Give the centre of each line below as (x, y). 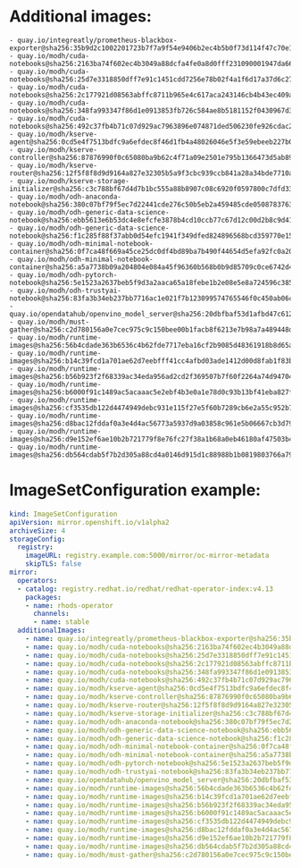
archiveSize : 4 (37, 531)
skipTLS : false (54, 564)
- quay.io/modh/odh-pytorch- (63, 274)
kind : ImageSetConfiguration (63, 514)
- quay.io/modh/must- (50, 322)
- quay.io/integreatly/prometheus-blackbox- (93, 40)
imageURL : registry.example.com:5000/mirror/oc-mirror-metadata (147, 556)
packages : (44, 597)
